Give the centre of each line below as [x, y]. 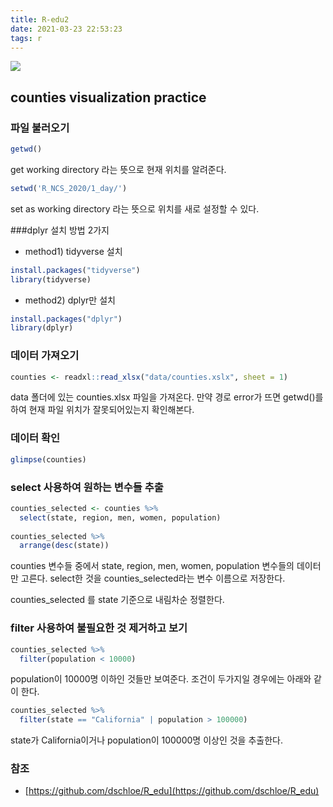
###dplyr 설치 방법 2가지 [60, 230]
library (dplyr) [42, 328]
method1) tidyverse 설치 [73, 251]
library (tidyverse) [51, 279]
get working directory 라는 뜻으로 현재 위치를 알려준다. [118, 169]
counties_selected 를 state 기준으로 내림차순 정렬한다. [117, 600]
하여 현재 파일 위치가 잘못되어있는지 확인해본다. [102, 410]
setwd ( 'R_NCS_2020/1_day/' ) [69, 188]
